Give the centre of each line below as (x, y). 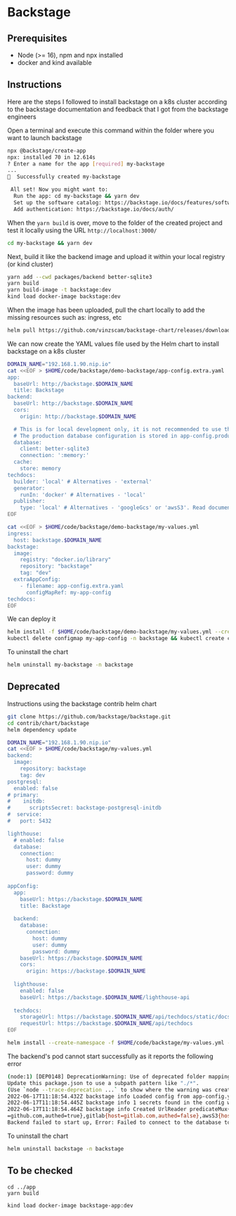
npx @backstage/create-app (47, 151)
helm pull (22, 331)
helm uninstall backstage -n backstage (66, 1148)
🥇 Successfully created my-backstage (64, 177)
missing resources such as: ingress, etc (65, 318)
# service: (25, 815)
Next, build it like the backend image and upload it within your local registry (116, 256)
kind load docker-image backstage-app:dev (70, 1205)
